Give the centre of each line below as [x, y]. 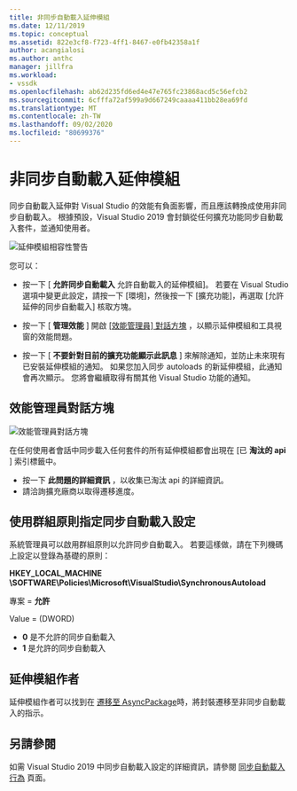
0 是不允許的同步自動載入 [69, 637]
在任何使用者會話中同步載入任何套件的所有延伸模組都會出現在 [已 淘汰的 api [148, 450]
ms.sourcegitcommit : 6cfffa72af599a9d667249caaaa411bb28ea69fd [129, 100]
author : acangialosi [47, 51]
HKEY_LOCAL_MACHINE [56, 574]
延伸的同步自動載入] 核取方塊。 [79, 306]
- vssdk [23, 83]
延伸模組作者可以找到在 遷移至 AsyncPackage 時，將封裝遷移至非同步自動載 [148, 702]
